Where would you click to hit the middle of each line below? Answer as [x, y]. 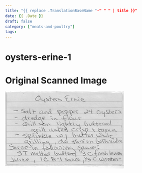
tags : [11, 32]
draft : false [19, 21]
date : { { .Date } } [24, 16]
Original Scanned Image [56, 80]
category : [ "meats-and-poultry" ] [40, 27]
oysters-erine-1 [38, 57]
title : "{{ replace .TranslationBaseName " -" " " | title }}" [71, 11]
